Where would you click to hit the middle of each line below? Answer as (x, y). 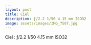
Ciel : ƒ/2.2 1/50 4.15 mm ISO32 (36, 37)
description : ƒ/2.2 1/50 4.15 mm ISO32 (46, 19)
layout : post (18, 10)
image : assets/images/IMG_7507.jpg (41, 23)
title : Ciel (17, 14)
